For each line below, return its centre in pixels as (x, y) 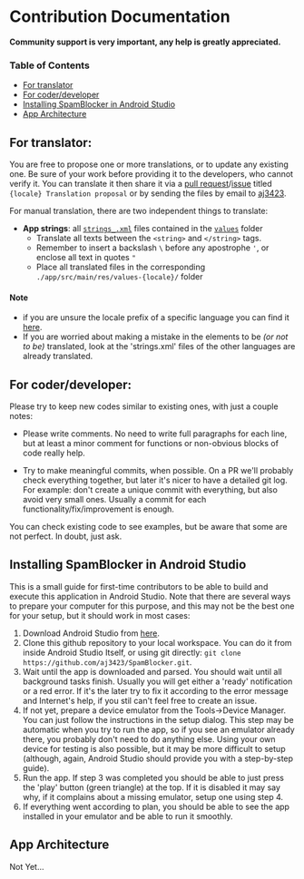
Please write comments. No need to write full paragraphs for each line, (155, 434)
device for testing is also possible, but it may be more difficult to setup (154, 748)
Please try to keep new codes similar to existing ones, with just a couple (144, 406)
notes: (21, 416)
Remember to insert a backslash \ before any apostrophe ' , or (152, 248)
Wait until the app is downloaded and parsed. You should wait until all (152, 671)
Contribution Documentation (120, 17)
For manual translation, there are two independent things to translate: (139, 211)
